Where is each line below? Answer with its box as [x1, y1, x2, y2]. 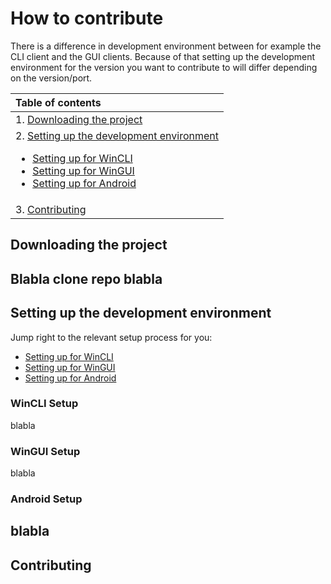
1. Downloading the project [15, 112, 143, 126]
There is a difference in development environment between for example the [10, 40, 322, 52]
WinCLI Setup [10, 397, 79, 411]
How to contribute [10, 7, 164, 30]
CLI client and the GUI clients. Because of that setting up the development [10, 50, 316, 62]
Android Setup [10, 492, 83, 506]
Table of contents [15, 95, 102, 109]
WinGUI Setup [10, 444, 81, 458]
